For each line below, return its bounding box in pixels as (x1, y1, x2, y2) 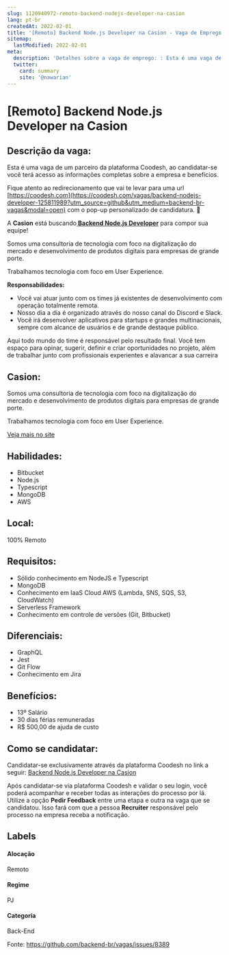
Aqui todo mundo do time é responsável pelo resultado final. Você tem (7, 337, 206, 345)
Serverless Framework (16, 603, 81, 611)
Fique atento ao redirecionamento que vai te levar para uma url (7, 184, 185, 192)
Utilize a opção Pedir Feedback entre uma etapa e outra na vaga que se (7, 797, 211, 805)
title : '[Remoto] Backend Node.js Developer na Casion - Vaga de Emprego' (7, 29, 225, 36)
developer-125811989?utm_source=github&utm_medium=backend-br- (7, 198, 205, 207)
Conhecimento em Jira (16, 670, 81, 679)
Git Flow (16, 663, 41, 671)
